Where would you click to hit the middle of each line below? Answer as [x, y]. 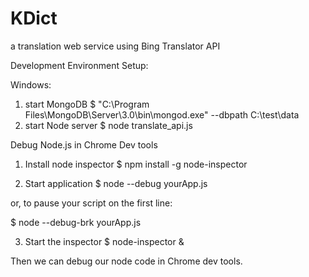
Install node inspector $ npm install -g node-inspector [136, 164]
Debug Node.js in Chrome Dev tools [84, 144]
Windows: [31, 84]
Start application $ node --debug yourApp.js [116, 183]
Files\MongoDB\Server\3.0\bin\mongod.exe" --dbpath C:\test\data [162, 114]
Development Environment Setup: [79, 65]
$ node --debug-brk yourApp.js [76, 222]
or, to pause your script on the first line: [91, 203]
